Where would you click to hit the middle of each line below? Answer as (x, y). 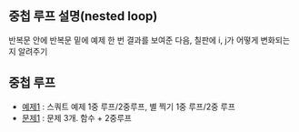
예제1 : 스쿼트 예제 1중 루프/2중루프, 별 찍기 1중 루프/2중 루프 (128, 107)
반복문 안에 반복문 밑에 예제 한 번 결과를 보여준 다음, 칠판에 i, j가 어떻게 (134, 40)
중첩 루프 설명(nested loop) (83, 16)
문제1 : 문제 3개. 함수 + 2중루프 (77, 117)
